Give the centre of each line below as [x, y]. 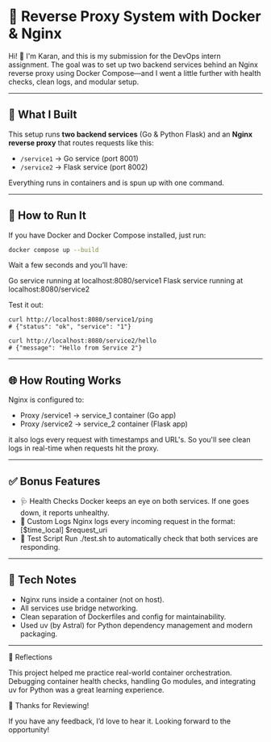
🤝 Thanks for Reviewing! [49, 705]
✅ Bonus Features [54, 481]
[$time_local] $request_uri [63, 530]
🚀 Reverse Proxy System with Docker [135, 17]
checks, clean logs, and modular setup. [74, 82]
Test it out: [26, 305]
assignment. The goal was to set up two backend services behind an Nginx [133, 65]
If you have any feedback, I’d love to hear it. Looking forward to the [120, 721]
